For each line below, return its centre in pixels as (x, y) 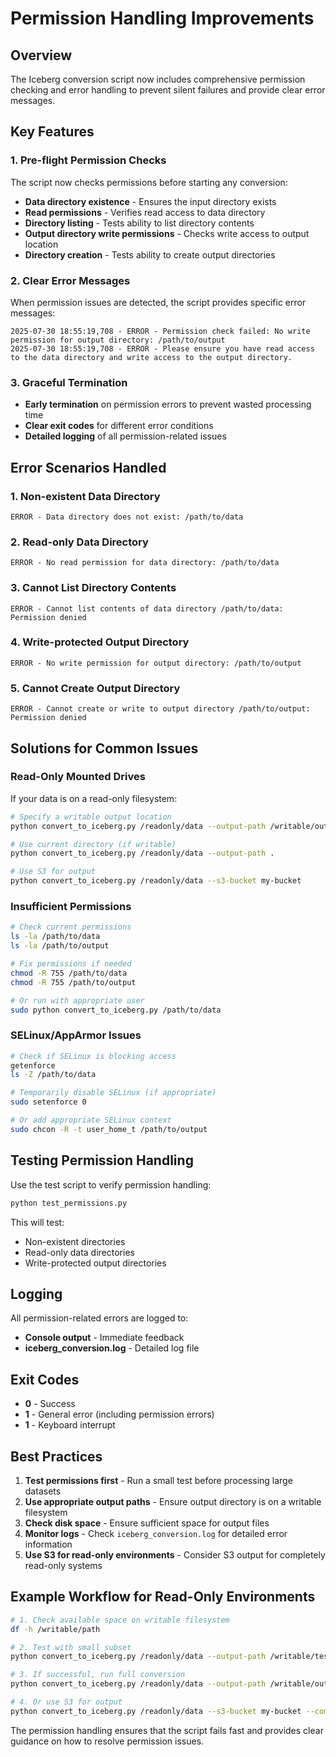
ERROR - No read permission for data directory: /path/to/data (145, 563)
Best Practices (56, 1456)
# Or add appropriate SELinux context (91, 1120)
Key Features (52, 132)
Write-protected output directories (95, 1263)
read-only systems (63, 1565)
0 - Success (50, 1404)
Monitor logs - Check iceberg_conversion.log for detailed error (156, 1533)
